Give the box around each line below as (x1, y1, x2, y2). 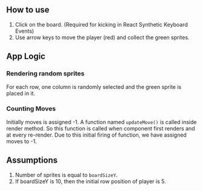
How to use (6, 5, 50, 15)
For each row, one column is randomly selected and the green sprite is (6, 83, 182, 90)
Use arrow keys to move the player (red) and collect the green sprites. (14, 33, 190, 41)
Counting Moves (6, 105, 56, 113)
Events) (14, 27, 34, 34)
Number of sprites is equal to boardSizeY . (14, 171, 118, 178)
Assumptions (6, 155, 58, 166)
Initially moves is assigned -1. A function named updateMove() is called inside (6, 118, 197, 126)
